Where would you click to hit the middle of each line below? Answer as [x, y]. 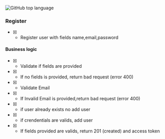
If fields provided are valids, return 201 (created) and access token [90, 131]
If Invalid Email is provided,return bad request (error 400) [80, 98]
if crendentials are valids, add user [57, 120]
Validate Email [35, 88]
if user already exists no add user [55, 109]
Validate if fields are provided [51, 66]
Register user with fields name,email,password [69, 38]
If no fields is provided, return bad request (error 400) [77, 77]
